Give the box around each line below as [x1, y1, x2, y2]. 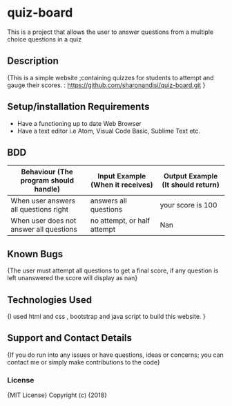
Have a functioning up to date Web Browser [17, 119, 142, 127]
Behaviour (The [21, 167, 74, 177]
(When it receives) [90, 180, 153, 190]
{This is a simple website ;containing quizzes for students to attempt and [7, 73, 214, 82]
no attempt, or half [90, 216, 151, 225]
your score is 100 [159, 201, 217, 210]
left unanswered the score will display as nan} [7, 274, 138, 282]
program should [20, 176, 75, 185]
